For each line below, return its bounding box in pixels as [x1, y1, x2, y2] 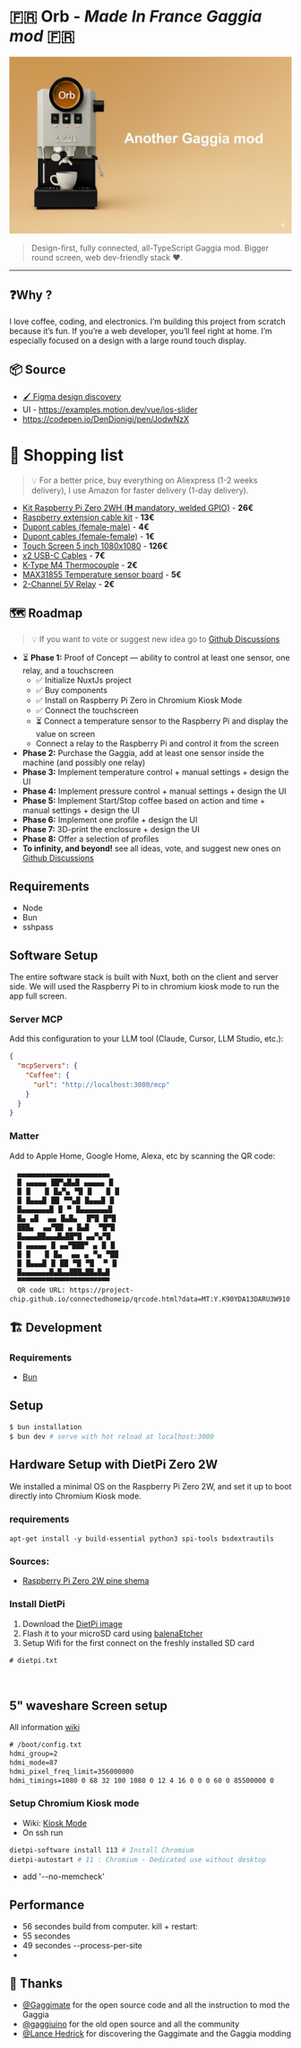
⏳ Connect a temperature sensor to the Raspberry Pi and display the [35, 716, 288, 726]
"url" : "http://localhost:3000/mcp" [32, 1080, 170, 1089]
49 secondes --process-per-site [21, 1940, 143, 1951]
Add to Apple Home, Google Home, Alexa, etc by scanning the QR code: [9, 1150, 276, 1161]
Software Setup [9, 947, 99, 962]
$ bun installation [9, 1423, 82, 1432]
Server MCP [9, 1013, 64, 1025]
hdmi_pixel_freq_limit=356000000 [9, 1767, 134, 1777]
